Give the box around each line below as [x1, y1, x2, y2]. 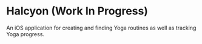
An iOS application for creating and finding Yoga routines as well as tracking [6, 24, 197, 31]
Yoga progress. [6, 30, 44, 37]
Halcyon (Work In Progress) [6, 4, 149, 18]
